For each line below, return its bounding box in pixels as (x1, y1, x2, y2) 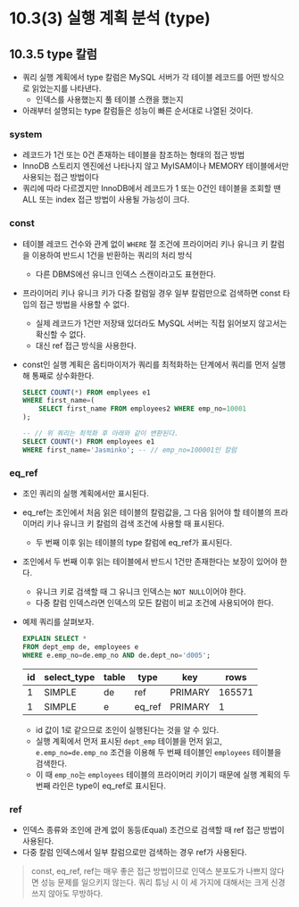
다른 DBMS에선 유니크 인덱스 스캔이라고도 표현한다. (35, 269, 216, 279)
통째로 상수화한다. (31, 370, 95, 380)
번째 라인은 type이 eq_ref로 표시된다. (35, 780, 167, 791)
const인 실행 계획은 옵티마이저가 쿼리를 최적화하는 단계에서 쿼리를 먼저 (21, 359, 270, 370)
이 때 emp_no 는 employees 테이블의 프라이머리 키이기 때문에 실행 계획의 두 (35, 769, 291, 779)
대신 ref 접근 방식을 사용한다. (35, 340, 137, 351)
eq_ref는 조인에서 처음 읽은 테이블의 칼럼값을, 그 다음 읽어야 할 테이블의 (21, 507, 272, 518)
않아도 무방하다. (47, 887, 104, 898)
